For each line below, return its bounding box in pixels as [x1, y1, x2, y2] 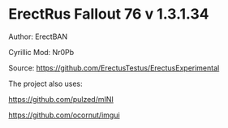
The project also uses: [8, 79, 83, 88]
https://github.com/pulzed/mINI [8, 94, 114, 104]
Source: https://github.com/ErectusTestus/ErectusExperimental [8, 62, 220, 73]
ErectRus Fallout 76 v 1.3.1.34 [8, 5, 209, 23]
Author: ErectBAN [8, 32, 67, 41]
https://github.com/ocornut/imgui [8, 110, 120, 120]
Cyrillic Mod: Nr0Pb [8, 47, 75, 57]
